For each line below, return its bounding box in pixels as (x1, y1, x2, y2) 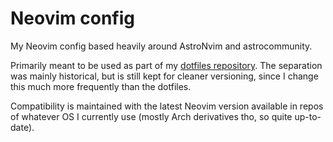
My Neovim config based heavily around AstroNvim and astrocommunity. (10, 40, 313, 52)
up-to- (294, 110, 322, 122)
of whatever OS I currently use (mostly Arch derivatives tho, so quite (10, 110, 293, 122)
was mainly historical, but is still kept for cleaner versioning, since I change (10, 70, 319, 82)
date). (10, 121, 35, 133)
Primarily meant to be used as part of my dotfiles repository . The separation (10, 59, 323, 71)
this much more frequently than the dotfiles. (10, 80, 192, 92)
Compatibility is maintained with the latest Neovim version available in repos (10, 100, 324, 112)
